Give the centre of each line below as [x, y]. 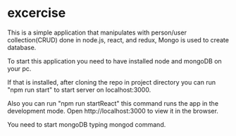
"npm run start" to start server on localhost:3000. [79, 89]
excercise [37, 13]
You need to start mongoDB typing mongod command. [87, 124]
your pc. [19, 68]
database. [22, 47]
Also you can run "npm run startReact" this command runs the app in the [113, 103]
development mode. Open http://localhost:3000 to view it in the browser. [113, 111]
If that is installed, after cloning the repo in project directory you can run [112, 82]
